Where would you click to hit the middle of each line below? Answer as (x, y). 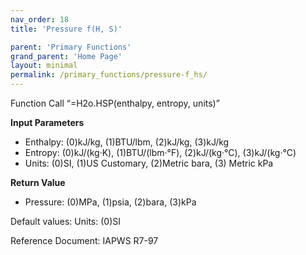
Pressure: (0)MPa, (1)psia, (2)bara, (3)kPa (110, 202)
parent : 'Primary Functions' (71, 47)
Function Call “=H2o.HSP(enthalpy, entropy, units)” (115, 103)
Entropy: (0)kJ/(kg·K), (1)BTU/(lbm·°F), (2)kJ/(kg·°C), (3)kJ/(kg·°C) (160, 152)
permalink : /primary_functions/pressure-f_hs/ (109, 75)
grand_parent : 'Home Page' (66, 56)
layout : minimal (44, 66)
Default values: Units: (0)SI (66, 221)
